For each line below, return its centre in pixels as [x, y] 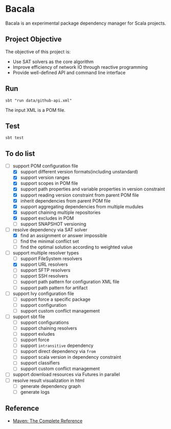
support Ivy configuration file [43, 294]
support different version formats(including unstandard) [79, 172]
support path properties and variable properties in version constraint [93, 189]
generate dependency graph [50, 386]
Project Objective [34, 39]
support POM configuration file [45, 166]
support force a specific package [55, 299]
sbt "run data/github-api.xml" [39, 101]
